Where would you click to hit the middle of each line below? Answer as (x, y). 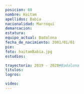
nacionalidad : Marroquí (30, 24)
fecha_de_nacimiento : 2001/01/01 (40, 42)
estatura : (15, 33)
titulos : (14, 70)
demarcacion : (19, 28)
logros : (13, 75)
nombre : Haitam (21, 14)
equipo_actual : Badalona (31, 38)
